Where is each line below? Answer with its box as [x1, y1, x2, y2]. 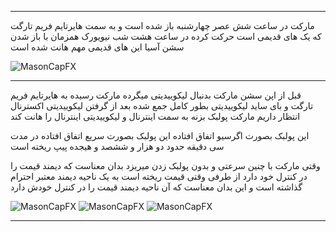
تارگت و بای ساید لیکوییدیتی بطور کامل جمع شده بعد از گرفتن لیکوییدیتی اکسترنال [10, 100, 314, 111]
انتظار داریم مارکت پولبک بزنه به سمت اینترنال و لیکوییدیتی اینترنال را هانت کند [10, 111, 301, 122]
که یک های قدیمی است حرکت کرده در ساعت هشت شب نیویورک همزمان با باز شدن [10, 31, 322, 42]
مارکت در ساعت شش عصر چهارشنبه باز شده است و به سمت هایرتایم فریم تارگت [10, 20, 315, 31]
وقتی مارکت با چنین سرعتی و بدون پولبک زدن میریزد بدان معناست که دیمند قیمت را [10, 160, 321, 171]
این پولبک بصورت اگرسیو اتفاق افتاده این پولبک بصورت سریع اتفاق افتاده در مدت [10, 130, 310, 141]
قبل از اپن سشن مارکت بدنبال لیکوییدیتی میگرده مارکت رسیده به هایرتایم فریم [10, 89, 302, 101]
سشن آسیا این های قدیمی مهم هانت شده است [10, 41, 185, 53]
